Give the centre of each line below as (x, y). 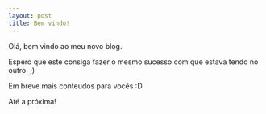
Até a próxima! (32, 101)
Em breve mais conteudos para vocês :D (75, 86)
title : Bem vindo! (39, 23)
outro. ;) (21, 70)
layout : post (30, 16)
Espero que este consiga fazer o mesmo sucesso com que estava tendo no (133, 62)
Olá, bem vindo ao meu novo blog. (65, 46)
